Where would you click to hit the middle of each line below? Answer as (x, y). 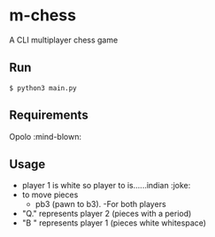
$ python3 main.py (43, 88)
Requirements (49, 115)
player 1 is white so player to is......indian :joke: (106, 186)
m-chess (43, 15)
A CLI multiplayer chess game (64, 40)
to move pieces (50, 195)
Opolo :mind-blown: (46, 136)
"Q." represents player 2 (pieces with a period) (107, 214)
